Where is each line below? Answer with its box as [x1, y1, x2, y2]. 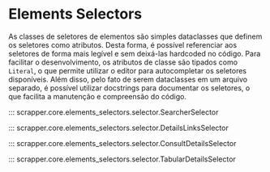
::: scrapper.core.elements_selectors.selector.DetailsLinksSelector [8, 123, 229, 132]
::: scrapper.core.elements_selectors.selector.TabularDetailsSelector [8, 154, 237, 164]
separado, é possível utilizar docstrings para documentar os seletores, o [8, 82, 251, 93]
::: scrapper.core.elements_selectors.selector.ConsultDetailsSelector [8, 138, 237, 148]
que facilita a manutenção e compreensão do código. [8, 91, 186, 101]
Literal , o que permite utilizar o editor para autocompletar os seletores [8, 65, 247, 75]
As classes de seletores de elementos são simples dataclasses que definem [8, 31, 263, 41]
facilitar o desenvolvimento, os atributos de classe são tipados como [8, 57, 238, 67]
